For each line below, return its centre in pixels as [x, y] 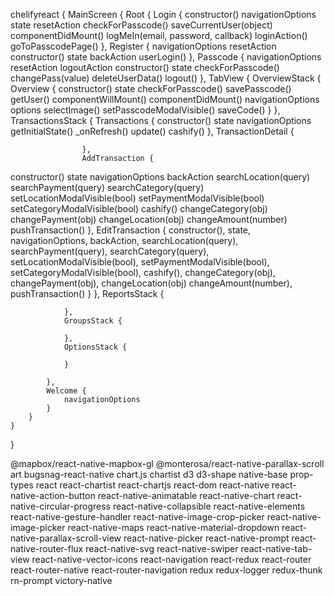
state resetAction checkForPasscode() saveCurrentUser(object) [141, 25]
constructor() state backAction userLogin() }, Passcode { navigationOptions [166, 57]
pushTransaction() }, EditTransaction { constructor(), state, [131, 230]
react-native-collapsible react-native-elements [209, 506]
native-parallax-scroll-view [66, 538]
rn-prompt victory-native [61, 580]
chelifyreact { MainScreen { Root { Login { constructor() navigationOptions [163, 14]
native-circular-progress [60, 506]
